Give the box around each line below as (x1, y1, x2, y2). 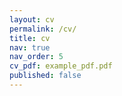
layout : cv (9, 14, 55, 25)
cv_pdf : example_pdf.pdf (9, 61, 113, 71)
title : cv (9, 33, 51, 43)
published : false (9, 71, 82, 81)
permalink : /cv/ (9, 24, 77, 34)
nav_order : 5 (9, 52, 64, 62)
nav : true (9, 42, 51, 53)
